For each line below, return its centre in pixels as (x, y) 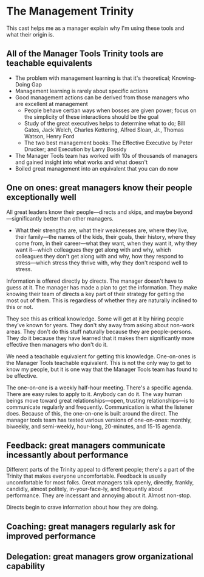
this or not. (20, 306)
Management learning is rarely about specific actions (82, 91)
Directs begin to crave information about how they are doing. (83, 508)
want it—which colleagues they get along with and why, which (93, 250)
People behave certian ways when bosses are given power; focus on (110, 110)
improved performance (51, 536)
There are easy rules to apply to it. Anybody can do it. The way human (94, 394)
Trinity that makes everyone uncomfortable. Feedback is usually (87, 476)
